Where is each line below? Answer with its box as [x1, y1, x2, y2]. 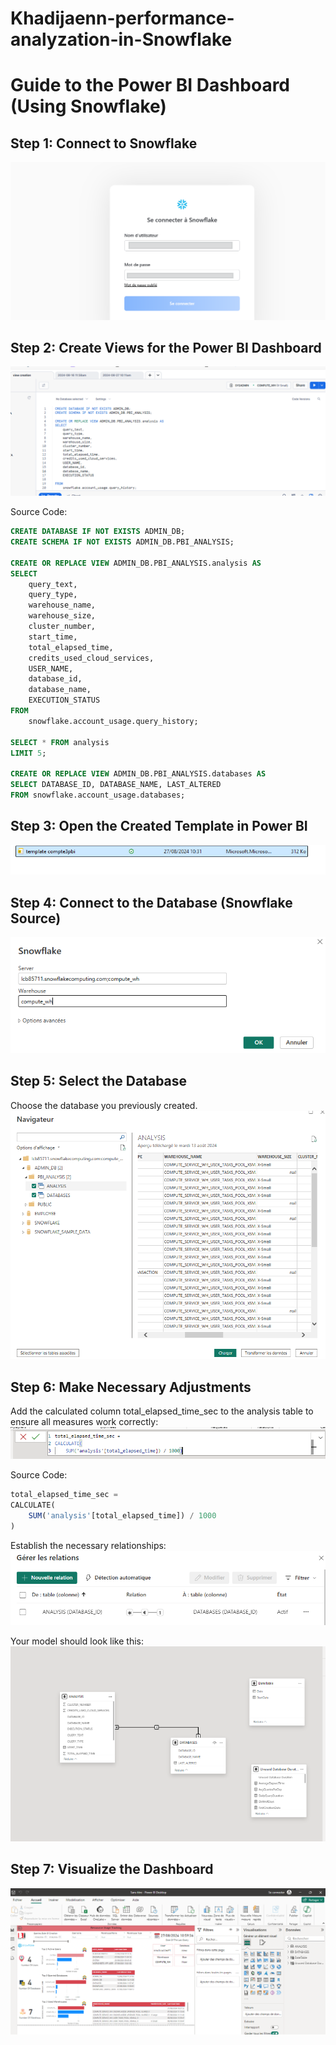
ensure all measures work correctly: [10, 1415, 159, 1427]
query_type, [28, 590, 78, 600]
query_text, [28, 579, 78, 589]
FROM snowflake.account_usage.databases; [10, 790, 186, 801]
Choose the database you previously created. [10, 1099, 198, 1111]
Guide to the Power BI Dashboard [10, 74, 291, 97]
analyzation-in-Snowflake [10, 28, 233, 51]
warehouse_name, [28, 600, 97, 611]
